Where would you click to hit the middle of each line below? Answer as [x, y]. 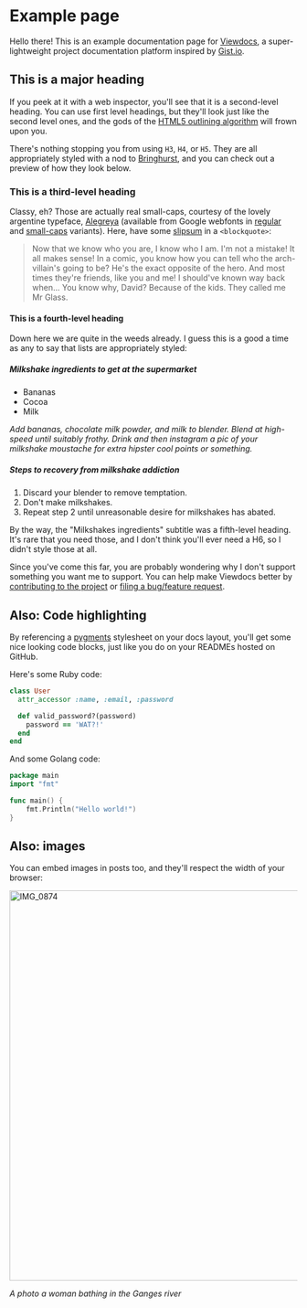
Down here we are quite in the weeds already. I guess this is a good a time [149, 338]
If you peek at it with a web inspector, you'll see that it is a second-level [144, 101]
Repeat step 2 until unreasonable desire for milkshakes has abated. [149, 512]
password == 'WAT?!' [65, 724]
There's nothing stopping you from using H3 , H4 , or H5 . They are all [133, 148]
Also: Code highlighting [78, 615]
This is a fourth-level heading [67, 318]
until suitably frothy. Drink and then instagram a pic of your [147, 439]
